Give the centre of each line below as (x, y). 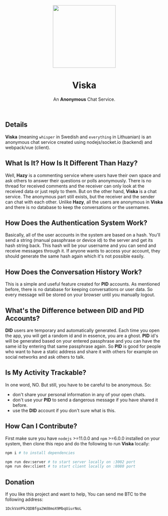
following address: (24, 499)
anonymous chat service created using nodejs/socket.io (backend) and (79, 142)
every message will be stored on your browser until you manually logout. (80, 295)
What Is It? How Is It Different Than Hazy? (71, 163)
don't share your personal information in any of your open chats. (79, 394)
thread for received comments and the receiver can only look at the (75, 186)
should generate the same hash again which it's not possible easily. (75, 256)
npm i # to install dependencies (40, 453)
